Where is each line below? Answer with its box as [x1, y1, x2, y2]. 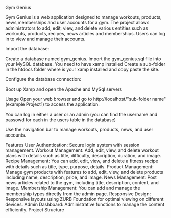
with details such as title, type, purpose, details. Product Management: [5, 163, 154, 170]
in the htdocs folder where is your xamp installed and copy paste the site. [5, 66, 160, 72]
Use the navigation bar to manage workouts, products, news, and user [5, 127, 153, 132]
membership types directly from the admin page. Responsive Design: [5, 190, 151, 197]
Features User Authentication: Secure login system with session [5, 142, 140, 148]
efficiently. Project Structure [5, 207, 65, 213]
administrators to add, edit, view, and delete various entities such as [5, 25, 149, 31]
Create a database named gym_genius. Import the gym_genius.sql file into [5, 56, 162, 62]
